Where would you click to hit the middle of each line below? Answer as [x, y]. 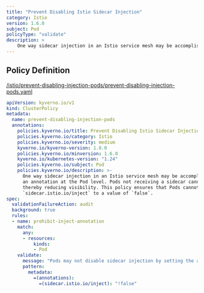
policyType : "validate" [36, 35]
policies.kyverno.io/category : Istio [65, 136]
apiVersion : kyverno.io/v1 [40, 103]
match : [25, 227]
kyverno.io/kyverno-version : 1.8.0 [62, 148]
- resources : [39, 238]
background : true [34, 210]
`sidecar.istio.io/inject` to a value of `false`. [88, 193]
